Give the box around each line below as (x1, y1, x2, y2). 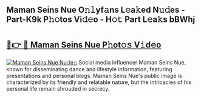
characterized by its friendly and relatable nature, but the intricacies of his (6, 79, 192, 86)
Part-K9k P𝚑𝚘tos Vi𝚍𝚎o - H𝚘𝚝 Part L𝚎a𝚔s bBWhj (6, 15, 196, 25)
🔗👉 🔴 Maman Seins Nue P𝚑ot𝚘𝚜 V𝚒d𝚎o (6, 40, 162, 50)
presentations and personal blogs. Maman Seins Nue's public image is (6, 72, 182, 79)
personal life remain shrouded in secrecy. (6, 85, 110, 92)
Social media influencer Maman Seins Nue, (78, 59, 186, 66)
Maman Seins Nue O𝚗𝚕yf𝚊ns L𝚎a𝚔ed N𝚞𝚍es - (6, 5, 185, 15)
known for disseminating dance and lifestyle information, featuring (6, 66, 172, 72)
